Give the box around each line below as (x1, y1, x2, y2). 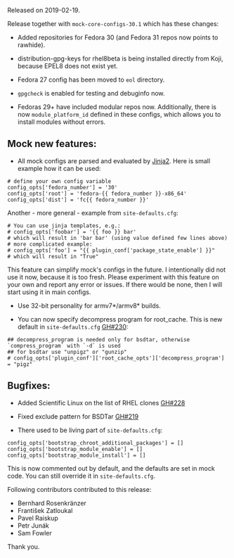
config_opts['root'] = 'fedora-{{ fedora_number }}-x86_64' (7, 190, 188, 197)
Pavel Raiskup (17, 514, 58, 522)
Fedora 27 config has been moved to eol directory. (17, 75, 165, 84)
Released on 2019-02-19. (7, 6, 81, 14)
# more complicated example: (7, 241, 93, 248)
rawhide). (17, 41, 46, 49)
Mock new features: (7, 138, 97, 150)
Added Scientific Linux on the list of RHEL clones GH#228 (17, 398, 186, 407)
